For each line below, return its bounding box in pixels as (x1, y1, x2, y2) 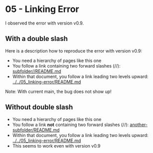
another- (130, 121, 148, 127)
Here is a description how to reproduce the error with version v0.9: (5, 47, 143, 53)
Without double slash (5, 103, 73, 111)
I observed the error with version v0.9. (5, 20, 84, 26)
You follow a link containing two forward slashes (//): (12, 62, 121, 68)
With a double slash (5, 34, 68, 43)
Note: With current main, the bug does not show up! (5, 88, 112, 94)
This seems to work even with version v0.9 (12, 142, 101, 148)
